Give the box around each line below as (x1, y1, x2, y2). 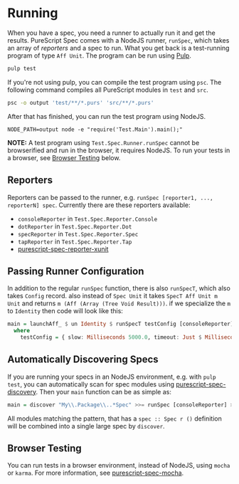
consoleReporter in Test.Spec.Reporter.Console (17, 214, 158, 223)
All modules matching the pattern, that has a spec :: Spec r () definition (7, 414, 222, 423)
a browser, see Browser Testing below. (7, 153, 121, 162)
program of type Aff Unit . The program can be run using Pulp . (7, 51, 192, 60)
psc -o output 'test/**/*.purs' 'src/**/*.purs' (7, 99, 154, 106)
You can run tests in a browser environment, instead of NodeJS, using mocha (7, 461, 230, 470)
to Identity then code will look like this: (7, 307, 123, 315)
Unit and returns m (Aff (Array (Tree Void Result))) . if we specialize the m (7, 299, 231, 307)
